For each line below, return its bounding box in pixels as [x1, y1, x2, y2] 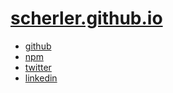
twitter [24, 61, 52, 73]
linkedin [24, 72, 58, 84]
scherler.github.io [10, 7, 163, 30]
